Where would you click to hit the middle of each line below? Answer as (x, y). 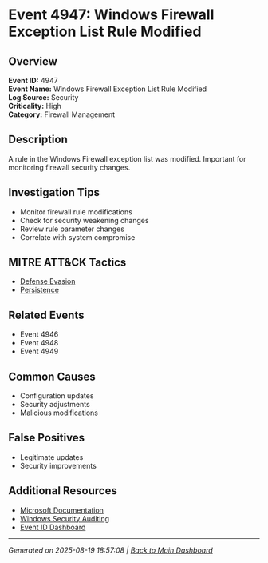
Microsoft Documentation (61, 510)
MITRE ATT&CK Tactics (67, 263)
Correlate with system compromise (77, 237)
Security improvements (58, 465)
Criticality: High (35, 106)
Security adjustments (55, 405)
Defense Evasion (47, 281)
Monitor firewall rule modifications (76, 212)
